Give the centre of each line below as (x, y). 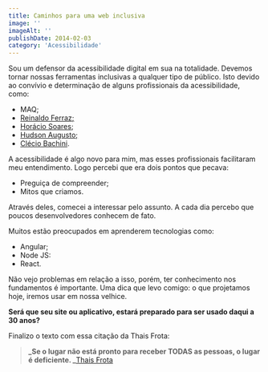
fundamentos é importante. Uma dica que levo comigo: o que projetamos (129, 288)
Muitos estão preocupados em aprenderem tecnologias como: (111, 231)
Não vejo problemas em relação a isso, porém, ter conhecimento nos (122, 279)
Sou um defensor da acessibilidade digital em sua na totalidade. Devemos (130, 68)
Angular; (34, 247)
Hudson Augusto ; (49, 135)
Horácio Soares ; (47, 127)
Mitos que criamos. (52, 192)
